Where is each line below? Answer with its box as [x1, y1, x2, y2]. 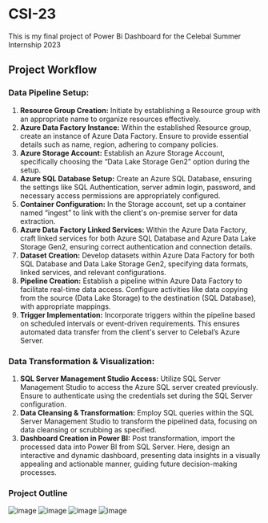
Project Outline [8, 487, 68, 498]
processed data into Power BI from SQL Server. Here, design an [19, 442, 230, 452]
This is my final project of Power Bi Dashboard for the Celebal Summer [8, 31, 242, 41]
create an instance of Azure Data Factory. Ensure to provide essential [19, 131, 250, 140]
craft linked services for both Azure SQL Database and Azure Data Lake [19, 233, 257, 243]
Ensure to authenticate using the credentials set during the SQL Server [19, 391, 254, 400]
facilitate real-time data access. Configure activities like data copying [19, 284, 248, 294]
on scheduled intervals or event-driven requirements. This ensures [19, 318, 240, 328]
